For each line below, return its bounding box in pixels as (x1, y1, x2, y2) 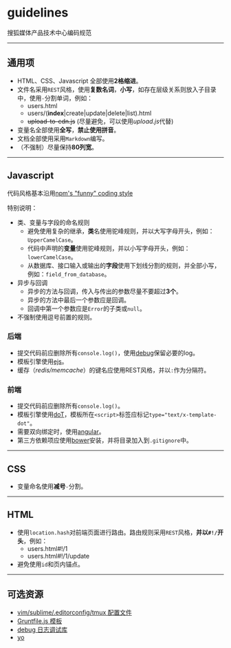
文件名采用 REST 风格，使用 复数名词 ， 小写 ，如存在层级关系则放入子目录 (16, 85, 217, 94)
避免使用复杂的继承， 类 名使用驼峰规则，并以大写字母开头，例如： (27, 227, 214, 235)
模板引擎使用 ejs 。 (16, 357, 68, 366)
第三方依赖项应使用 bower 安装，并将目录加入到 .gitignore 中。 (16, 436, 192, 445)
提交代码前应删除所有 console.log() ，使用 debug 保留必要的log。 (16, 348, 199, 357)
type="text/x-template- (148, 412, 217, 419)
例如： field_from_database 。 (27, 270, 111, 278)
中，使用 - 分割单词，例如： (16, 94, 93, 102)
